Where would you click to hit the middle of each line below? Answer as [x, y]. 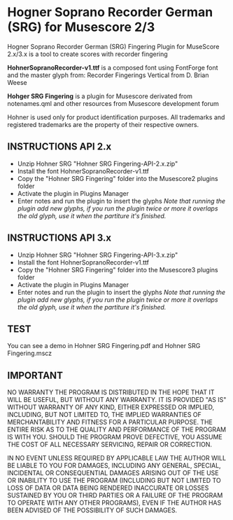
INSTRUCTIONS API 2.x [59, 147]
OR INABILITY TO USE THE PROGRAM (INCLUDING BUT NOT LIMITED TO [114, 481]
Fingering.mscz [30, 353]
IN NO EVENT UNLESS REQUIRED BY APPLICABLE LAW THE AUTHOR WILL [116, 458]
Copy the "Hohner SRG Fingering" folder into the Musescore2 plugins [118, 178]
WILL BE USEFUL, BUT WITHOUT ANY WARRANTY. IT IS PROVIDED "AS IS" [117, 400]
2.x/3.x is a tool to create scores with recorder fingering [87, 54]
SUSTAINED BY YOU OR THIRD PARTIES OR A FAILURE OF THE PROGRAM [115, 495]
